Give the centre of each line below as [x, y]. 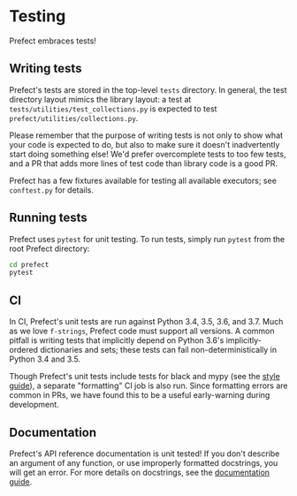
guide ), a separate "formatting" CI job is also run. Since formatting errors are [148, 385]
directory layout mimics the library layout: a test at [100, 99]
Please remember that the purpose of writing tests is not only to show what [146, 135]
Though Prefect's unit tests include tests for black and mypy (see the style [145, 377]
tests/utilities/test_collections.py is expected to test [113, 109]
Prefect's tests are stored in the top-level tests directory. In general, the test [148, 89]
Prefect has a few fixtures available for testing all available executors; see [143, 180]
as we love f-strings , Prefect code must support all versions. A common [142, 331]
